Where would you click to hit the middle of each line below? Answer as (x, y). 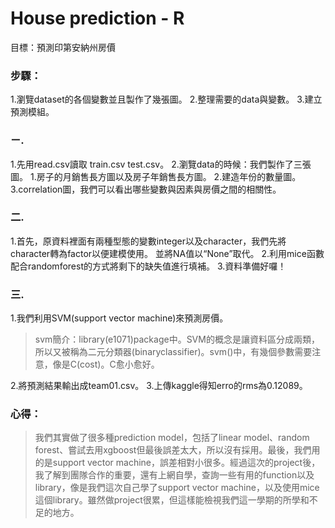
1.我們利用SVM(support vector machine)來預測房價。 (119, 318)
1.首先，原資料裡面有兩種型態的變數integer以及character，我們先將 (148, 241)
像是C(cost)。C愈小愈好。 (106, 364)
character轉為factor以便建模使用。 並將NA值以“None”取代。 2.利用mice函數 (167, 253)
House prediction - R (97, 18)
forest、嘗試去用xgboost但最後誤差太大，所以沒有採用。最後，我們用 (177, 450)
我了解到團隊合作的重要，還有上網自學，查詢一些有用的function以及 (174, 475)
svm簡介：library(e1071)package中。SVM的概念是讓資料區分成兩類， (177, 339)
